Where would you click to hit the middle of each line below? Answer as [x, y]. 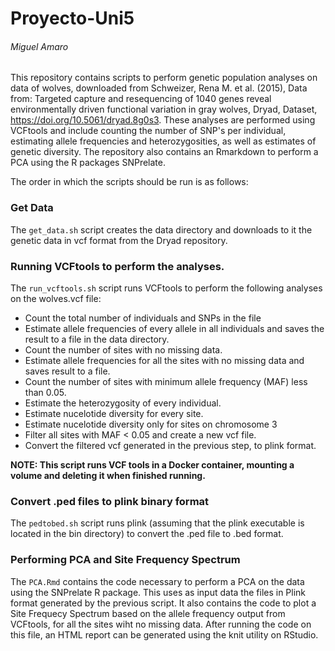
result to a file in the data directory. [97, 339]
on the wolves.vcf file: [56, 298]
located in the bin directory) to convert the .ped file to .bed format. [147, 534]
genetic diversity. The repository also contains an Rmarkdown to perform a [164, 152]
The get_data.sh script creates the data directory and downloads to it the [161, 229]
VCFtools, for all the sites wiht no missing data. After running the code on [161, 624]
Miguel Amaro [39, 46]
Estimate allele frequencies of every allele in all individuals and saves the [174, 328]
